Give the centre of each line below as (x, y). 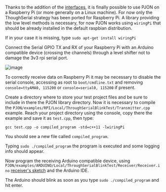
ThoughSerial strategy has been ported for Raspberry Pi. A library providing (82, 18)
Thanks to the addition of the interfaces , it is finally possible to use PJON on (82, 7)
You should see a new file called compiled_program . (57, 136)
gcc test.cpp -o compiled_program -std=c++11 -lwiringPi (65, 127)
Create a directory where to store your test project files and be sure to (76, 97)
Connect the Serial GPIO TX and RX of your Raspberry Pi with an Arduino (80, 47)
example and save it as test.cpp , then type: (49, 118)
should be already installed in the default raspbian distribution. (69, 28)
